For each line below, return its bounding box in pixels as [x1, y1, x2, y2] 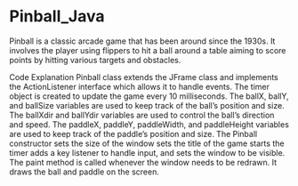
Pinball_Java [9, 6, 105, 27]
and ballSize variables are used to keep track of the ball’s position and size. [9, 100, 285, 110]
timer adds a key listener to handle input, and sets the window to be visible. [9, 147, 286, 158]
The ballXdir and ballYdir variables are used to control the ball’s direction [9, 109, 275, 120]
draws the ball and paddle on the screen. [9, 166, 160, 177]
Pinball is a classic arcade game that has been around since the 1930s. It [9, 36, 276, 46]
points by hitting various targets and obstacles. [9, 54, 181, 65]
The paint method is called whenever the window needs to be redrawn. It [9, 157, 278, 167]
